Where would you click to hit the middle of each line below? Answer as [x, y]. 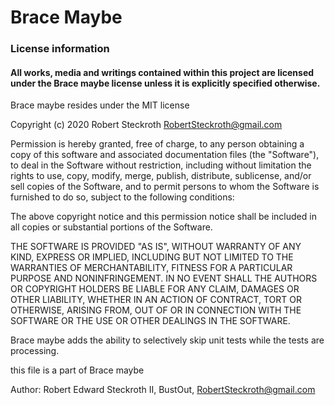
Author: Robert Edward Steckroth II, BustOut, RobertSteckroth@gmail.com [163, 390]
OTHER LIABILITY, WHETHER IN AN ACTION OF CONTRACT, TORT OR [156, 300]
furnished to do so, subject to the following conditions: [122, 197]
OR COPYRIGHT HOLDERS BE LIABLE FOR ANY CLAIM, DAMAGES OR [155, 289]
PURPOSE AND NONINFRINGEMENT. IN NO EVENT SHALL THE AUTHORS [164, 278]
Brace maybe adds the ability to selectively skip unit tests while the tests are [167, 340]
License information [60, 49]
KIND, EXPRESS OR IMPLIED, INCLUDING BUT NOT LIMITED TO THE [152, 257]
